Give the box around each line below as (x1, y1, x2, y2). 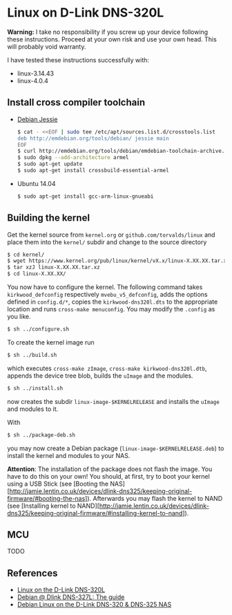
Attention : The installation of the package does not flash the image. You (7, 465, 213, 473)
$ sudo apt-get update (17, 160, 83, 167)
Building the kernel (7, 212, 90, 224)
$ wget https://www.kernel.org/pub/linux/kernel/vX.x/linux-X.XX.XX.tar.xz (7, 257, 230, 264)
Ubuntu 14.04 (17, 179, 56, 187)
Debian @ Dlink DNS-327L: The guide (17, 593, 125, 601)
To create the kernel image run (7, 338, 95, 347)
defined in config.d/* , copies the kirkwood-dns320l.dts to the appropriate (7, 297, 218, 306)
